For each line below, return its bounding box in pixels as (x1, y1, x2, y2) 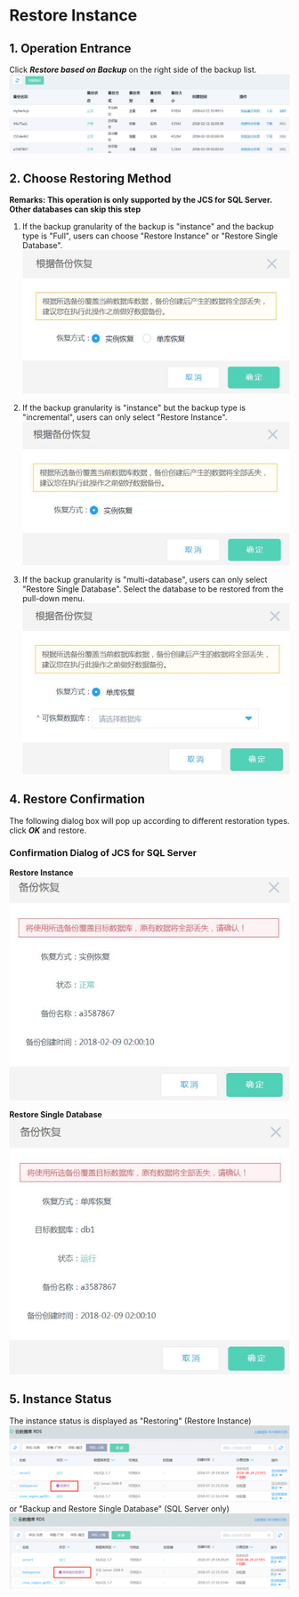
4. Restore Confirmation (9, 792, 145, 807)
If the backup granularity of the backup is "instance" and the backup (21, 222, 274, 232)
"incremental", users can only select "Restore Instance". (21, 411, 228, 423)
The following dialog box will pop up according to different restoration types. (9, 815, 290, 826)
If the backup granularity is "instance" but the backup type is (21, 402, 246, 413)
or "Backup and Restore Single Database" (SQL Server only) (9, 1503, 230, 1513)
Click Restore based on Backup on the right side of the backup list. (9, 64, 257, 75)
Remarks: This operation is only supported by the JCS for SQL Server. (9, 195, 273, 206)
